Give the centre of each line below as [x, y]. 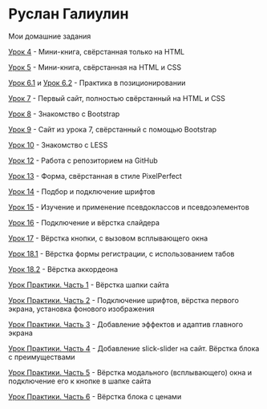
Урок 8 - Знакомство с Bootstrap [64, 114]
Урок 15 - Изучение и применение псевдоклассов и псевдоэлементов [129, 207]
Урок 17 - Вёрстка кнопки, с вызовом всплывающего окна [108, 238]
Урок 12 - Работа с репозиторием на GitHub [83, 160]
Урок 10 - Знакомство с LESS [58, 144]
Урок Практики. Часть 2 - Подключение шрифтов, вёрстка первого [123, 300]
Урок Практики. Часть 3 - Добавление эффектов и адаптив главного [125, 324]
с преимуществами [42, 357]
